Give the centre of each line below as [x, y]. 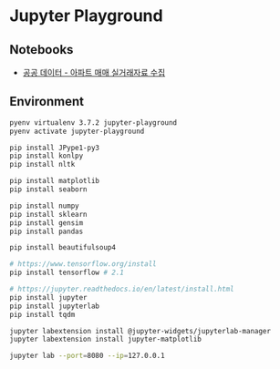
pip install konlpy [47, 156]
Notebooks [41, 50]
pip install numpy [44, 206]
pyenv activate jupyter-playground [77, 131]
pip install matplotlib [55, 181]
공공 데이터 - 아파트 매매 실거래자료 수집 [94, 72]
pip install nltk [42, 165]
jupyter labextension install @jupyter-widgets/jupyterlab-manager [140, 331]
